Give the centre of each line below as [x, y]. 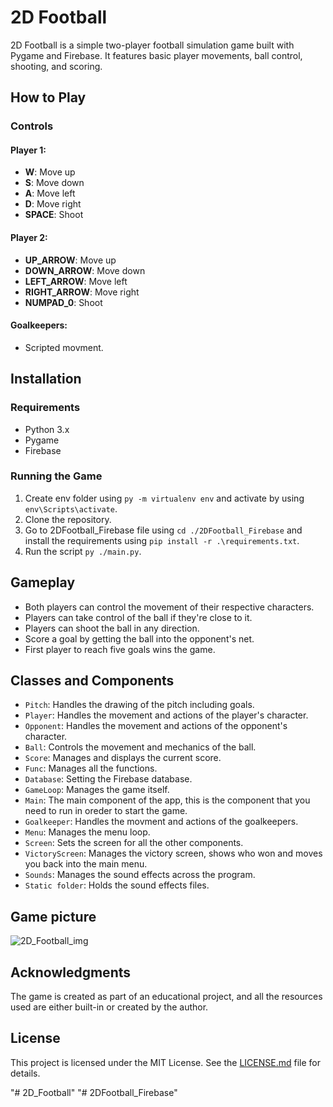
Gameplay [43, 582]
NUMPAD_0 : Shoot [63, 302]
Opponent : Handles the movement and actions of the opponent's [156, 726]
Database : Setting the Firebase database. [108, 779]
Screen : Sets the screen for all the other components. [134, 843]
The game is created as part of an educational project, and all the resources [166, 997]
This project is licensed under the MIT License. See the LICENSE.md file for [165, 1062]
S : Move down [54, 183]
